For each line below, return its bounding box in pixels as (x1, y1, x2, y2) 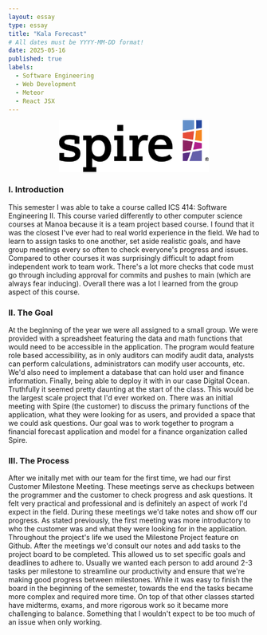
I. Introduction (8, 184, 65, 195)
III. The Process (8, 456, 69, 467)
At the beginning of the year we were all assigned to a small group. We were (8, 325, 259, 335)
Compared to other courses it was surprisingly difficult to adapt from (8, 253, 234, 262)
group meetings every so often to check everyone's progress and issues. (8, 244, 249, 254)
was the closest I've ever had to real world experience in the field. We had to (8, 227, 260, 237)
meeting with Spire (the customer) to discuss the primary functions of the (8, 401, 249, 411)
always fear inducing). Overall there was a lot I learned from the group (8, 278, 239, 288)
